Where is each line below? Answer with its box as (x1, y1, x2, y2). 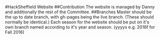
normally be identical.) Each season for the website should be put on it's (5, 19, 149, 25)
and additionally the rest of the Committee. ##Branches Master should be (5, 9, 152, 15)
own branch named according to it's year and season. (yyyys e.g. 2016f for (5, 24, 155, 30)
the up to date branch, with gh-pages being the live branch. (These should (5, 14, 154, 19)
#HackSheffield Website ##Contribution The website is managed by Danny (5, 4, 155, 10)
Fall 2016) (5, 29, 25, 35)
